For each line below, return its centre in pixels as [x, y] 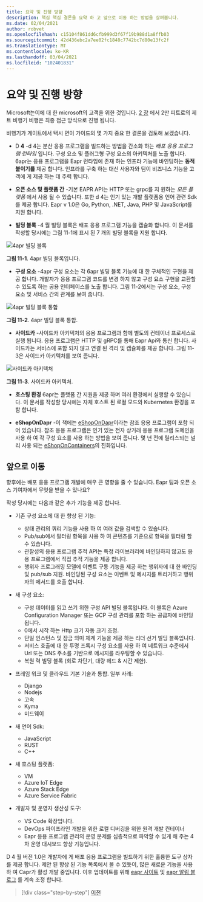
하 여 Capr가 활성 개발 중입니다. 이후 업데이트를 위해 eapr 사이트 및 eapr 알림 [98, 872]
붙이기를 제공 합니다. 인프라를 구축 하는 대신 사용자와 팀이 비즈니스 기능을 [101, 169]
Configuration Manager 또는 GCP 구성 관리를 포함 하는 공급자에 [101, 615]
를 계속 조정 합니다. [40, 880]
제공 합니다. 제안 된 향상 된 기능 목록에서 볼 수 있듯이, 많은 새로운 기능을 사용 [103, 864]
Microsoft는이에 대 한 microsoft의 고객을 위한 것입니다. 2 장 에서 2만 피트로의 [98, 112]
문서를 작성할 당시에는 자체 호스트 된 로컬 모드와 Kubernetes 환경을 [109, 402]
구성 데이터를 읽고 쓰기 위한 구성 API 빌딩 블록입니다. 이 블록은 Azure [106, 608]
